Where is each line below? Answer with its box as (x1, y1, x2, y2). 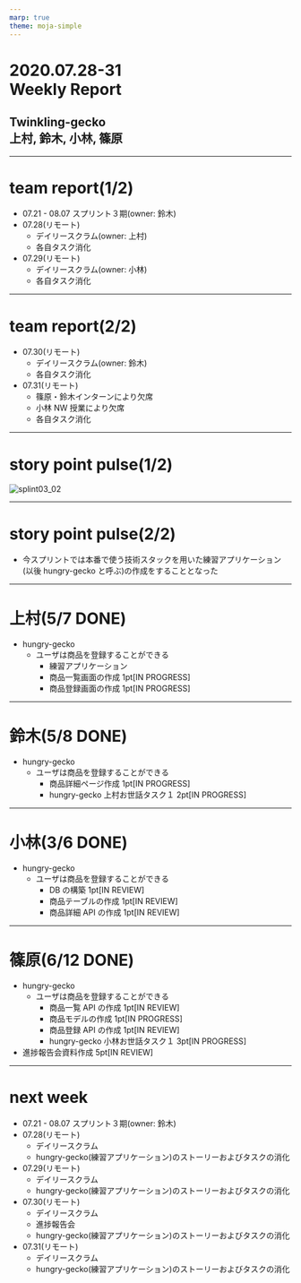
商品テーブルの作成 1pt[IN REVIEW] (48, 896, 178, 907)
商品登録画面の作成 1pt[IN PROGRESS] (48, 683, 191, 694)
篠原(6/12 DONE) (9, 951, 134, 970)
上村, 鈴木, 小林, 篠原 (9, 131, 124, 146)
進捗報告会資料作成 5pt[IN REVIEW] (21, 1047, 154, 1057)
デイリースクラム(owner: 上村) (35, 230, 148, 242)
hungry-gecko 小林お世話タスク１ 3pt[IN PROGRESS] (48, 1036, 247, 1046)
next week (9, 1088, 89, 1107)
